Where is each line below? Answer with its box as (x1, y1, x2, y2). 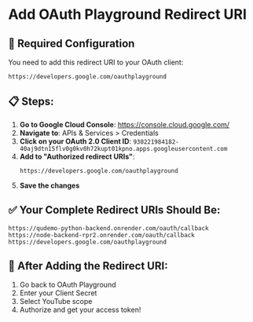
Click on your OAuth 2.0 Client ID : (19, 136, 132, 146)
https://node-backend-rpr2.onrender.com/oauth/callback (8, 231, 195, 239)
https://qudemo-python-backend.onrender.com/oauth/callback (8, 224, 210, 232)
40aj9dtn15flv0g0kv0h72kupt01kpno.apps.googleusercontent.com (19, 145, 228, 152)
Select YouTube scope (19, 297, 93, 306)
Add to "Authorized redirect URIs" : (19, 152, 135, 161)
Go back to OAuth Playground (19, 280, 116, 290)
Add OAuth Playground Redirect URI (8, 5, 247, 24)
